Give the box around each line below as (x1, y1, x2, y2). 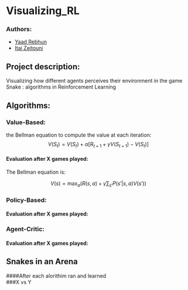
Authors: (6, 25, 32, 33)
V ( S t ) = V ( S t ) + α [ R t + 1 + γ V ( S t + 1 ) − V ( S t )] (47, 140, 149, 149)
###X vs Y (6, 278, 32, 285)
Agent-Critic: (6, 225, 45, 233)
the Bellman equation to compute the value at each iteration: (6, 131, 152, 139)
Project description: (6, 62, 80, 72)
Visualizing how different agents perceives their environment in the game (6, 77, 183, 85)
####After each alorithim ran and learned (6, 272, 107, 279)
